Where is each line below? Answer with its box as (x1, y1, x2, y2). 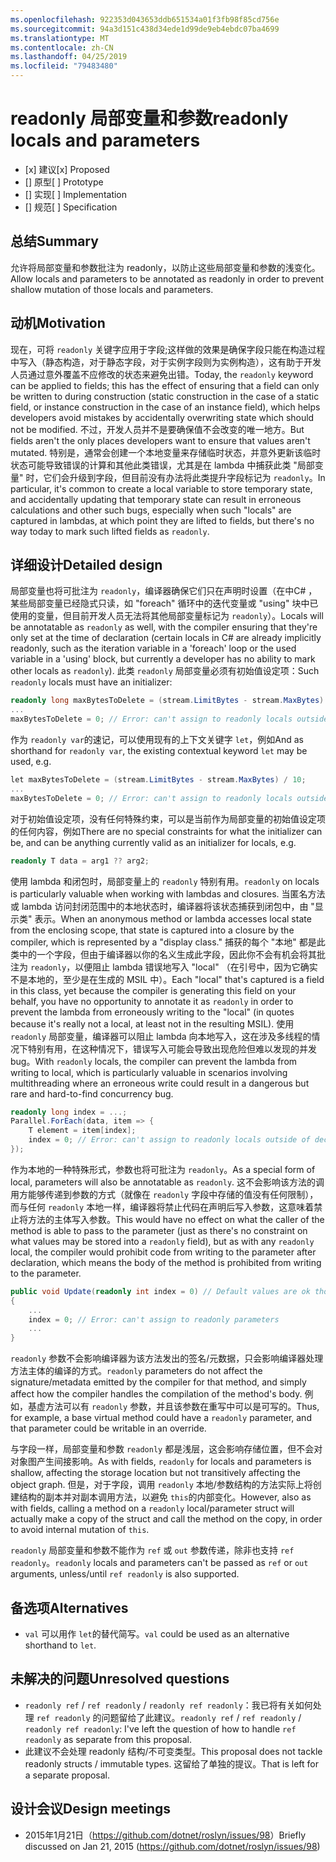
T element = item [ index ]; (28, 1126, 137, 1136)
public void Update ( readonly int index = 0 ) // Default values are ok (10, 1286, 311, 1296)
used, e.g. (10, 756, 52, 767)
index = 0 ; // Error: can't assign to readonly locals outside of (28, 1135, 311, 1145)
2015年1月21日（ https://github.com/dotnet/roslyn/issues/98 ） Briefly (24, 1829, 307, 1841)
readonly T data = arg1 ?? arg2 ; (10, 856, 150, 866)
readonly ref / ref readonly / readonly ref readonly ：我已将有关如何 (24, 1699, 313, 1711)
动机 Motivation (10, 315, 106, 332)
